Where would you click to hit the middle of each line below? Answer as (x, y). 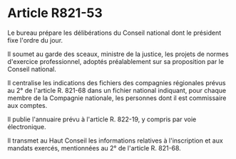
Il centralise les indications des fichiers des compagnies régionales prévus (117, 82)
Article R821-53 (55, 13)
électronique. (27, 126)
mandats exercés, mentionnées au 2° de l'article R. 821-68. (94, 148)
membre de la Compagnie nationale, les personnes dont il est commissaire (117, 98)
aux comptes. (27, 105)
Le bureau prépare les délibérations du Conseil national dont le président (114, 33)
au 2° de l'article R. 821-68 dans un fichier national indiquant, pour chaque (117, 90)
